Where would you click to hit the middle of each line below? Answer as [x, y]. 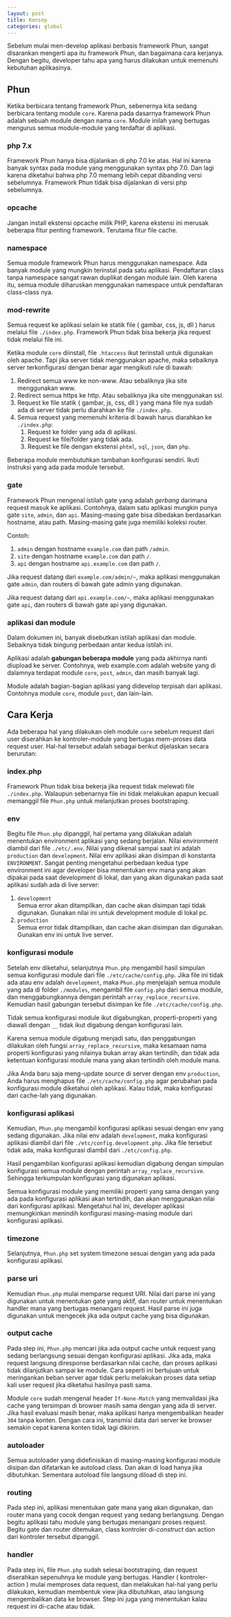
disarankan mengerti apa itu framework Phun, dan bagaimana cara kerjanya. [115, 53]
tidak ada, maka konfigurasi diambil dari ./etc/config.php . [90, 1150]
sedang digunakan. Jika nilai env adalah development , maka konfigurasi [108, 1135]
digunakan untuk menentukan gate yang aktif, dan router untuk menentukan [114, 1300]
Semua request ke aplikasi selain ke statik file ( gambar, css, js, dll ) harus [111, 325]
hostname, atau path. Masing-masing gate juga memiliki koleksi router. [107, 522]
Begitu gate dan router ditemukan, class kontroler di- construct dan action [111, 1530]
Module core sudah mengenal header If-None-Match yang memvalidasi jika [113, 1398]
